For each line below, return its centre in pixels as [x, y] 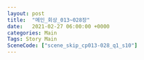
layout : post [26, 13]
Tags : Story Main [32, 39]
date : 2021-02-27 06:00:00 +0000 [58, 26]
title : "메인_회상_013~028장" [48, 20]
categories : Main [32, 33]
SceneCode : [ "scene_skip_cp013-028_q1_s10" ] [72, 46]
